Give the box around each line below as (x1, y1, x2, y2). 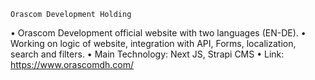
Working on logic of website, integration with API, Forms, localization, (10, 38, 297, 49)
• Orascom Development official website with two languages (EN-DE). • (10, 27, 307, 39)
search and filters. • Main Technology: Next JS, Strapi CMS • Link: (10, 48, 285, 60)
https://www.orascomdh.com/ (10, 59, 135, 70)
